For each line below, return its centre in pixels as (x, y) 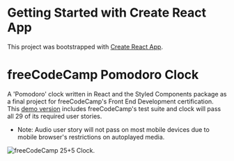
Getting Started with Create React (107, 13)
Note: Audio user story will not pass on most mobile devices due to (114, 129)
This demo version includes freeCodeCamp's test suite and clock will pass (114, 108)
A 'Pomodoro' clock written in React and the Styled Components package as (117, 94)
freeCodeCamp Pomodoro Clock (103, 75)
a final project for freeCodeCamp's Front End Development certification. (110, 101)
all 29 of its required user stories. (55, 116)
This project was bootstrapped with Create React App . (85, 46)
